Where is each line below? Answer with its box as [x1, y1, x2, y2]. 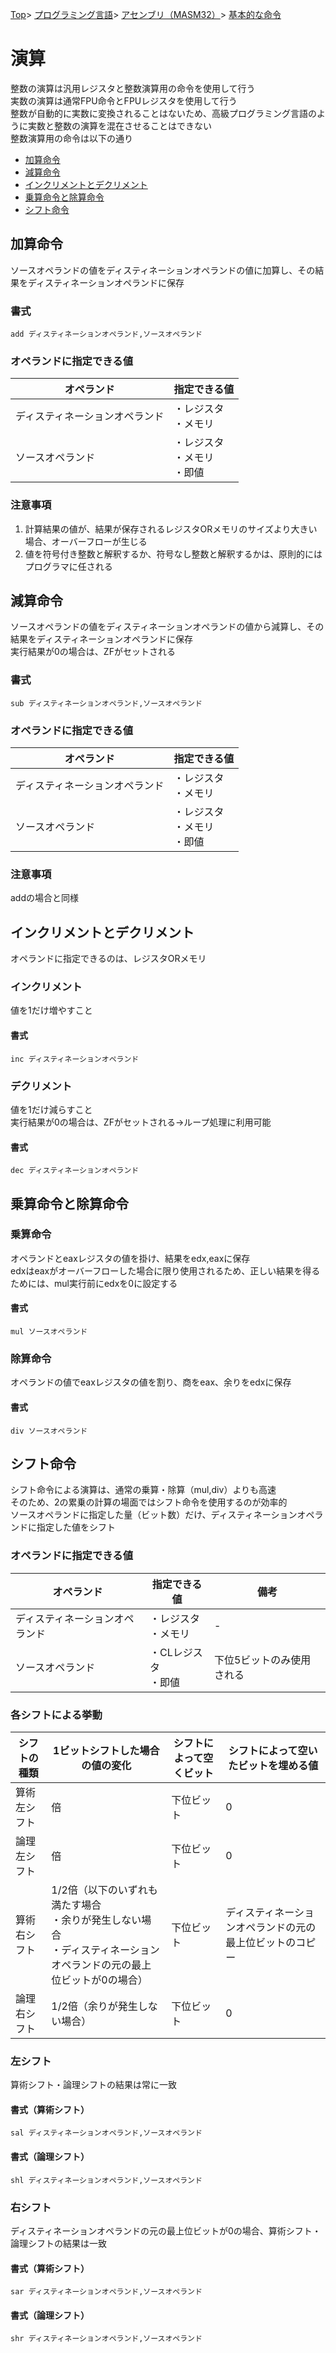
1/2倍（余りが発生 [51, 1999, 138, 2013]
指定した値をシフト [36, 1521, 116, 1533]
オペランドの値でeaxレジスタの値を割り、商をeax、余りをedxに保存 [10, 1376, 292, 1388]
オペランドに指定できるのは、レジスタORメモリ [10, 953, 207, 965]
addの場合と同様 [10, 892, 80, 904]
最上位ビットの [225, 1935, 297, 1949]
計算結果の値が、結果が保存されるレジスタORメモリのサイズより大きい [24, 523, 318, 535]
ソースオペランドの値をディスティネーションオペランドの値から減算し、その [10, 621, 325, 633]
